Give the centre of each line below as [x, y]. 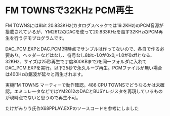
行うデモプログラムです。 [40, 38]
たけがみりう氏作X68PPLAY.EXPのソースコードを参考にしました [72, 108]
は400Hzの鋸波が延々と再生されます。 [46, 74]
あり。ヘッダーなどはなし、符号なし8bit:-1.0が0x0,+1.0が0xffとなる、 [82, 55]
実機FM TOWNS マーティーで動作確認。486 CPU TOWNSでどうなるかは [80, 85]
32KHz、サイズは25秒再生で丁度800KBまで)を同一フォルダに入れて [76, 61]
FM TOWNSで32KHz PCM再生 [69, 10]
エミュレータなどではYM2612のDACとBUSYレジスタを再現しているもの [88, 91]
